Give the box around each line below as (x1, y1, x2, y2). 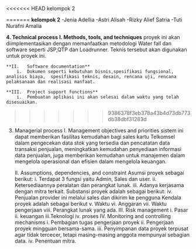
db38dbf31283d (108, 116, 147, 122)
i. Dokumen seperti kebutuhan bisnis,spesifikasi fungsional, (16, 69, 174, 75)
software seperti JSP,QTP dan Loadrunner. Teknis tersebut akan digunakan (6, 46, 187, 53)
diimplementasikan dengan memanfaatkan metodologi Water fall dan (6, 40, 171, 47)
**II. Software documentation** (6, 64, 91, 69)
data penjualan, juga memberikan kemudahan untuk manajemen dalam (14, 152, 185, 159)
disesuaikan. (6, 99, 38, 105)
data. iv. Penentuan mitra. (14, 237, 77, 244)
